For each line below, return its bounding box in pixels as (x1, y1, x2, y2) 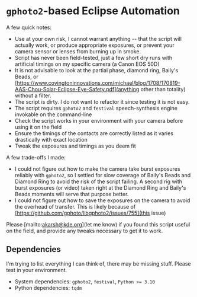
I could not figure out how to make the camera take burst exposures (14, 165, 180, 173)
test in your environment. (6, 266, 67, 273)
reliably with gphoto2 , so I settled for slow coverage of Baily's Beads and (14, 171, 191, 178)
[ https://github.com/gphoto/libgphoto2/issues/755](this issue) (14, 209, 166, 216)
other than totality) (140, 85, 186, 92)
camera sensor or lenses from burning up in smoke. (14, 47, 141, 55)
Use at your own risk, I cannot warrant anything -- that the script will (14, 35, 182, 42)
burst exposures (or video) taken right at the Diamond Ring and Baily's (14, 184, 186, 191)
